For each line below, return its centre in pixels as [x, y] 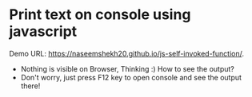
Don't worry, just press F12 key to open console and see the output [131, 77]
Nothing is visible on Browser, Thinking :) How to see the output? [128, 68]
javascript [43, 31]
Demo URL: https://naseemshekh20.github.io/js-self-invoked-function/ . [127, 53]
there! [30, 86]
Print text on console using [100, 15]
